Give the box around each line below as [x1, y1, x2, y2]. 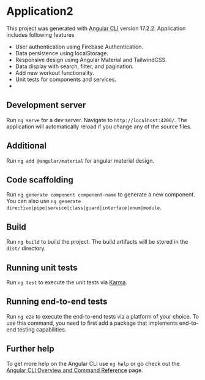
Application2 [6, 4, 73, 18]
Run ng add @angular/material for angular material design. [6, 157, 155, 164]
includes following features [6, 31, 75, 38]
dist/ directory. [6, 244, 46, 252]
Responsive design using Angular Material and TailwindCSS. [15, 56, 167, 63]
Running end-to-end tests [6, 297, 108, 307]
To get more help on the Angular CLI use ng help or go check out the [6, 360, 180, 367]
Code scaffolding [6, 174, 73, 185]
